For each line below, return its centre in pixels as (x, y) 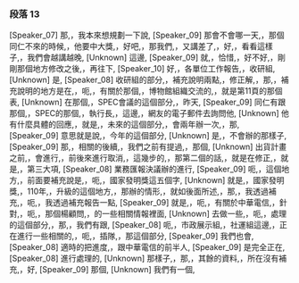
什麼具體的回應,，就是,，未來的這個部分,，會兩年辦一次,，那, (128, 125)
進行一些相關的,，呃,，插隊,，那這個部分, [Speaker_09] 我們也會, (135, 236)
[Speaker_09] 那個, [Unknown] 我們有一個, (117, 270)
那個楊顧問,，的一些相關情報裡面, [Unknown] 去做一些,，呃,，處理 (166, 214)
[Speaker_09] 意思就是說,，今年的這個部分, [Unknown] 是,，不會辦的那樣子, (148, 136)
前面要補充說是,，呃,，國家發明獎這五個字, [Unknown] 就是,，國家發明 (156, 180)
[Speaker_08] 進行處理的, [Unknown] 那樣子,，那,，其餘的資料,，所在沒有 (144, 258)
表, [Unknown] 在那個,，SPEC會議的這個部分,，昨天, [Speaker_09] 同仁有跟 (148, 102)
